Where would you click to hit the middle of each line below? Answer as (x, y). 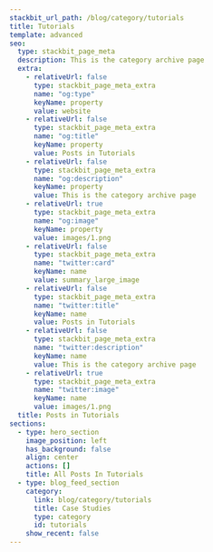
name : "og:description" (78, 178)
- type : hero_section (58, 432)
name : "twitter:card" (74, 263)
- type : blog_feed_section (68, 483)
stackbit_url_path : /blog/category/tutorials (97, 18)
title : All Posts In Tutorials (85, 475)
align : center (52, 457)
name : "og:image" (66, 221)
